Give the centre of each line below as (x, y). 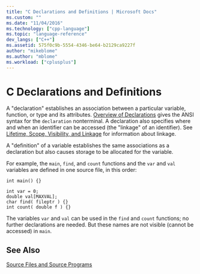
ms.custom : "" (24, 17)
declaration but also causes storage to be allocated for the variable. (90, 152)
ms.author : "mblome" (32, 56)
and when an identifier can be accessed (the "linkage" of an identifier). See (100, 127)
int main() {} (24, 181)
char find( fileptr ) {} (37, 202)
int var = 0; (23, 192)
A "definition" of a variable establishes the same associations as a (88, 145)
